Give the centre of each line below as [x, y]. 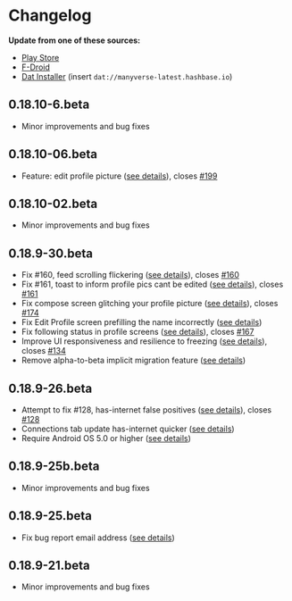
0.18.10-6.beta [49, 105]
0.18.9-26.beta [50, 388]
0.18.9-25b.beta [54, 467]
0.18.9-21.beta [49, 566]
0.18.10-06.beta [53, 154]
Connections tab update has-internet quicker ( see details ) [128, 429]
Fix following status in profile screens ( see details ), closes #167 [138, 332]
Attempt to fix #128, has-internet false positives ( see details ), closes [146, 410]
